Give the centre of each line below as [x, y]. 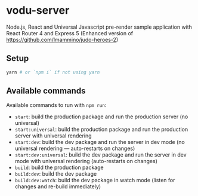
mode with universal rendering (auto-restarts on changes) [86, 161]
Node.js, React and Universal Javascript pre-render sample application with [99, 27]
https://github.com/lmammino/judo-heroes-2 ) [62, 39]
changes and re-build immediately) [58, 186]
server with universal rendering [53, 136]
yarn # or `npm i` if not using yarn [53, 72]
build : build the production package [59, 167]
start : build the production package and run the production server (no [101, 117]
